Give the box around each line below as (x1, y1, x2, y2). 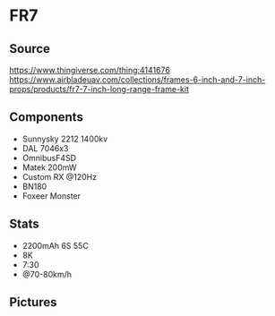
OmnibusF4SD (21, 152, 77, 163)
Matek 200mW (21, 162, 78, 173)
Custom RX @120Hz (21, 171, 97, 182)
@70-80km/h (21, 269, 73, 279)
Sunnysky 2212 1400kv (21, 133, 108, 144)
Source (9, 41, 51, 56)
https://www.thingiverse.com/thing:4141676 (9, 64, 170, 75)
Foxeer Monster (21, 190, 82, 201)
